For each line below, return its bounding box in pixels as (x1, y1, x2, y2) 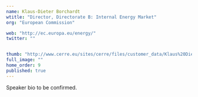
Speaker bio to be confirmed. (6, 83, 77, 91)
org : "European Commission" (6, 19, 75, 25)
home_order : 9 (6, 62, 41, 68)
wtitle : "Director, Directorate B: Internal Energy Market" (6, 14, 157, 20)
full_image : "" (6, 57, 44, 63)
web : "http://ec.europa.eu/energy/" (6, 30, 96, 36)
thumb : (6, 51, 22, 58)
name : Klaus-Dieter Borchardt (6, 8, 81, 15)
